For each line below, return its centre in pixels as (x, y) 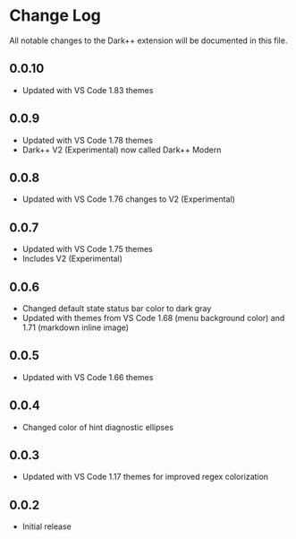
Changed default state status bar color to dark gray (117, 309)
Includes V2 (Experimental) (72, 259)
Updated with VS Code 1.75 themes (88, 249)
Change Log (55, 16)
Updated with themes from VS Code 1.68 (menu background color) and (153, 318)
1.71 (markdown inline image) (76, 327)
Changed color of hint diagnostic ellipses (98, 427)
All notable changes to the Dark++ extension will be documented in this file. (148, 40)
